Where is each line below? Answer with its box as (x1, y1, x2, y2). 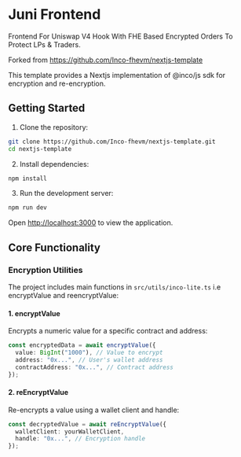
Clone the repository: (19, 122, 89, 131)
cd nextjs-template (8, 145, 72, 153)
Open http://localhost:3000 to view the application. (8, 218, 173, 227)
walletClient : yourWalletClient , (15, 427, 125, 436)
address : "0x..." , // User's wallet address (15, 356, 163, 363)
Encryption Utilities (8, 264, 83, 275)
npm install (8, 175, 47, 182)
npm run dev (8, 204, 47, 212)
